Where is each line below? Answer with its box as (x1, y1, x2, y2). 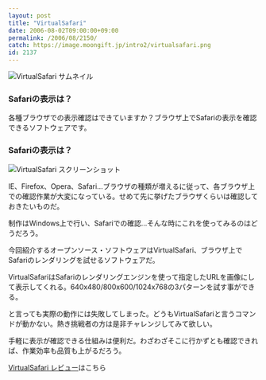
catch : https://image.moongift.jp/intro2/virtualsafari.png (8, 41, 212, 49)
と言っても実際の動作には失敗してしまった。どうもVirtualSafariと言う (8, 308, 236, 319)
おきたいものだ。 (8, 201, 64, 211)
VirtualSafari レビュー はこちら (8, 362, 107, 372)
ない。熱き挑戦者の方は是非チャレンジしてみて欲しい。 (35, 319, 217, 328)
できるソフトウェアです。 (8, 123, 91, 132)
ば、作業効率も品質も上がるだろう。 (8, 346, 126, 355)
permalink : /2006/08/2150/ (8, 33, 98, 42)
